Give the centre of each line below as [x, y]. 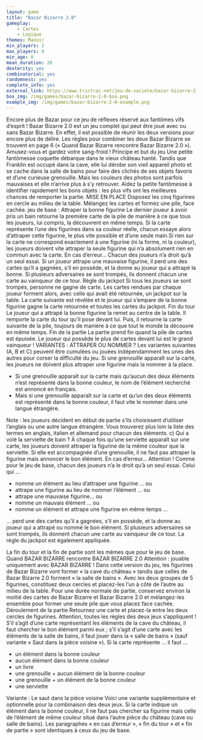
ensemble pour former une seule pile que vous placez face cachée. [90, 604]
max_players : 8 [25, 52]
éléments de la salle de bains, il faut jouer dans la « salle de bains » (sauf [97, 636]
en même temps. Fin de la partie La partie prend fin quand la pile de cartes [99, 332]
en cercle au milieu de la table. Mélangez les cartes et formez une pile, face [100, 203]
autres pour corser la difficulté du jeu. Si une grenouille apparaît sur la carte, [101, 358]
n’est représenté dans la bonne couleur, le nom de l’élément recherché [102, 382]
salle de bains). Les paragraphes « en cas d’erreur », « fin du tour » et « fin [99, 724]
